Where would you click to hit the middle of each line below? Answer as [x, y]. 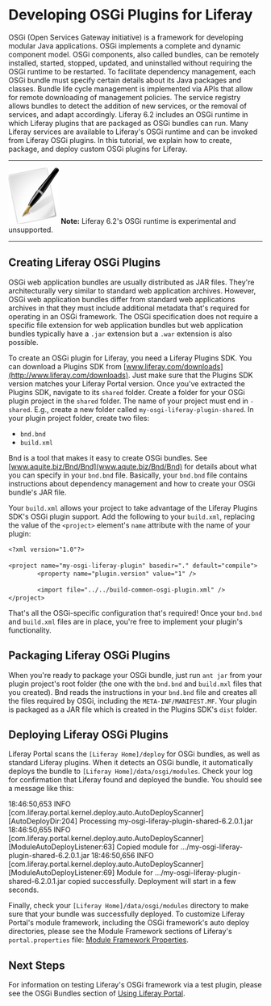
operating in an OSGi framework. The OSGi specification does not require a [133, 316]
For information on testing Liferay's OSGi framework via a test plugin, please [135, 985]
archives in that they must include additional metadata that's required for [129, 308]
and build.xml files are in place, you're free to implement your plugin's [126, 621]
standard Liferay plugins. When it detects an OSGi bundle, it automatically [131, 763]
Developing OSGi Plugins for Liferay [131, 15]
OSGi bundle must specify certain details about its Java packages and [125, 80]
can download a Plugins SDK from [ [67, 366]
